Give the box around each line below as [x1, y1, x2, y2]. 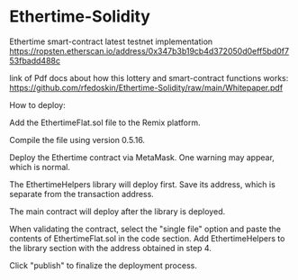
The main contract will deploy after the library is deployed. [9, 205, 226, 217]
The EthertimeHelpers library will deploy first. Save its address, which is [9, 178, 276, 190]
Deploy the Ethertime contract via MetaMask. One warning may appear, [9, 151, 275, 163]
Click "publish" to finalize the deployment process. [9, 259, 198, 271]
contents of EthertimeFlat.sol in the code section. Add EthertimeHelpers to [9, 232, 285, 244]
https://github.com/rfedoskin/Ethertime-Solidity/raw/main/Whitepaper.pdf [9, 82, 284, 93]
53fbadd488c [9, 55, 61, 66]
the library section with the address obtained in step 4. [9, 242, 212, 253]
